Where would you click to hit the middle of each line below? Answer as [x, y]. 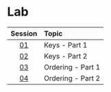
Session [24, 33]
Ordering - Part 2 [72, 78]
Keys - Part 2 [66, 56]
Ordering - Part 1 [72, 67]
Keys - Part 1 [66, 45]
